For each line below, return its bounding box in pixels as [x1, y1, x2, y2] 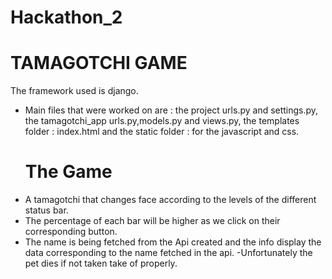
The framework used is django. [10, 85, 139, 97]
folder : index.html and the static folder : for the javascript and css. [24, 126, 300, 138]
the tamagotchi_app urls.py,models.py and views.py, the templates [24, 115, 300, 127]
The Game [24, 161, 113, 183]
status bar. [24, 204, 69, 216]
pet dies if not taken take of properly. [24, 257, 178, 270]
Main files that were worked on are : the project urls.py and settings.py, [24, 104, 319, 116]
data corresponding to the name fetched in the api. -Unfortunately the [24, 247, 313, 259]
